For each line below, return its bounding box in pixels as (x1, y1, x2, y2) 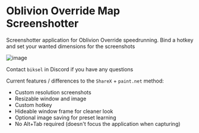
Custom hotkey (14, 101, 52, 108)
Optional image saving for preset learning (14, 114, 116, 121)
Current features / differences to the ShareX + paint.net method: (6, 77, 165, 84)
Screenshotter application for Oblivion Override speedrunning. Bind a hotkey (6, 36, 194, 43)
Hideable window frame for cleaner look (14, 107, 113, 115)
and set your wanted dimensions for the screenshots (6, 43, 135, 50)
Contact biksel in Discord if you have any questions (6, 65, 134, 72)
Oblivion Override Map (6, 4, 121, 18)
